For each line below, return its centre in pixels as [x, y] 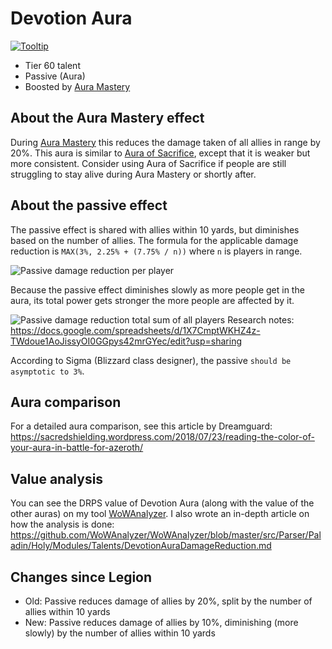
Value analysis [57, 478]
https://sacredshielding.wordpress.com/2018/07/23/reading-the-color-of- [162, 437]
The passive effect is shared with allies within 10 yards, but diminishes [155, 229]
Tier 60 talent [52, 65]
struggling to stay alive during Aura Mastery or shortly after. [133, 174]
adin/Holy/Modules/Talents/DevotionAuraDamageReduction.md [141, 546]
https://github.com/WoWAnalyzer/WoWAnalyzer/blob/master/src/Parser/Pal [166, 535]
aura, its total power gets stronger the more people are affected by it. [152, 300]
